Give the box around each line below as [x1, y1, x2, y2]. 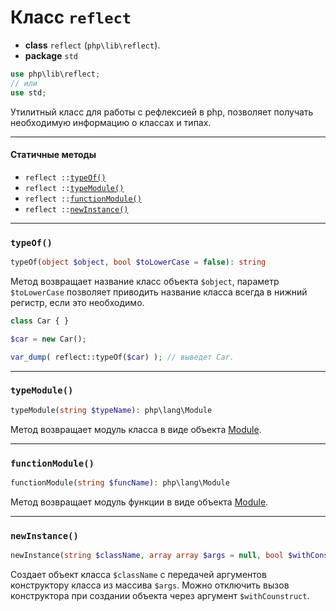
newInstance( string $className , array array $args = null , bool [10, 551, 284, 561]
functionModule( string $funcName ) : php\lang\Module [10, 478, 230, 488]
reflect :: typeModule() [24, 183, 125, 193]
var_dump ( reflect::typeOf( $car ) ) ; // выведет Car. [10, 352, 235, 362]
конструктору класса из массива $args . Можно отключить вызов [10, 579, 290, 591]
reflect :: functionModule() [24, 194, 142, 204]
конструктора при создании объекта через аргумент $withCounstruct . [10, 590, 310, 602]
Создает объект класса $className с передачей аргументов [10, 569, 267, 581]
